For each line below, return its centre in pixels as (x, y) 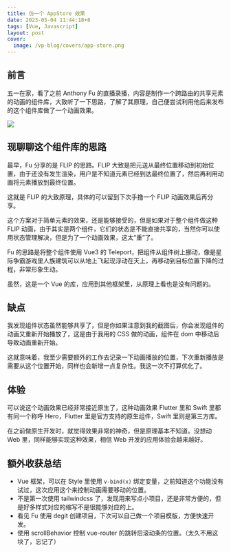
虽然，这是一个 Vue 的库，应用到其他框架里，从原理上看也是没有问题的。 (111, 284)
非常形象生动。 (40, 269)
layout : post (26, 33)
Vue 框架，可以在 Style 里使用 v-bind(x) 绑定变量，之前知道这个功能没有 (120, 481)
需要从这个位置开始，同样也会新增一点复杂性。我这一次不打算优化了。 (107, 366)
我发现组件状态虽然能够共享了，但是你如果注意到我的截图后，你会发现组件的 (115, 325)
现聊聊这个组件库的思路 (57, 147)
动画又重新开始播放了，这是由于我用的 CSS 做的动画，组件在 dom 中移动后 (113, 334)
